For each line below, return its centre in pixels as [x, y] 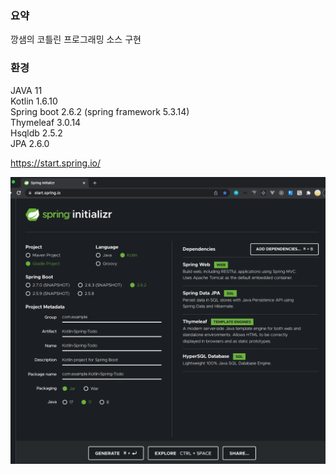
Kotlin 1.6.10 [34, 101]
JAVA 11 [26, 90]
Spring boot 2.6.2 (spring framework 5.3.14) [100, 111]
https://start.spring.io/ [56, 163]
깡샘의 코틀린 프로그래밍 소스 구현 [76, 39]
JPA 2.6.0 [30, 143]
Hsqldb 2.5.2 [36, 133]
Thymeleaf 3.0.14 [46, 122]
